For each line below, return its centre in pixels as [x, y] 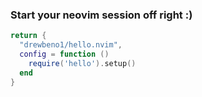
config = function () [64, 54]
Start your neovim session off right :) [101, 15]
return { [28, 36]
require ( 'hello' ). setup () [82, 63]
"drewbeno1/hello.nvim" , [71, 45]
